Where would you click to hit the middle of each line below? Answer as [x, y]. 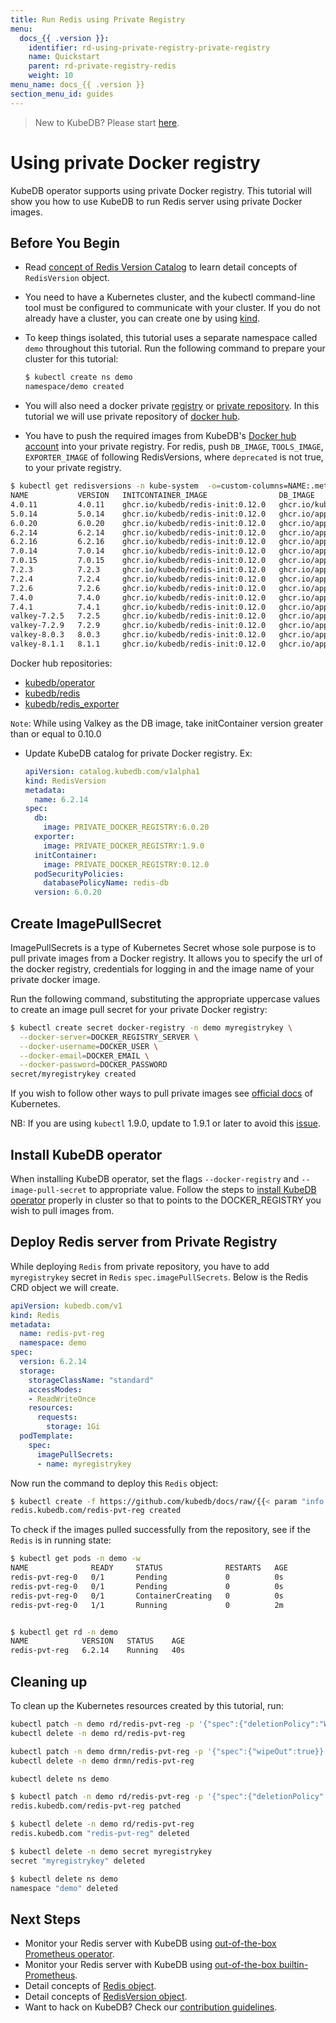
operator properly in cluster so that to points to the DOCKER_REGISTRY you [166, 1200]
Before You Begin [65, 242]
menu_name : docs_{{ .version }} [77, 85]
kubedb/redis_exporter [72, 703]
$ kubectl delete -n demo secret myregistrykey [111, 1851]
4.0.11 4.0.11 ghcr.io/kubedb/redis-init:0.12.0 [138, 504]
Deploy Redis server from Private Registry [144, 1242]
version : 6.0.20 [68, 892]
